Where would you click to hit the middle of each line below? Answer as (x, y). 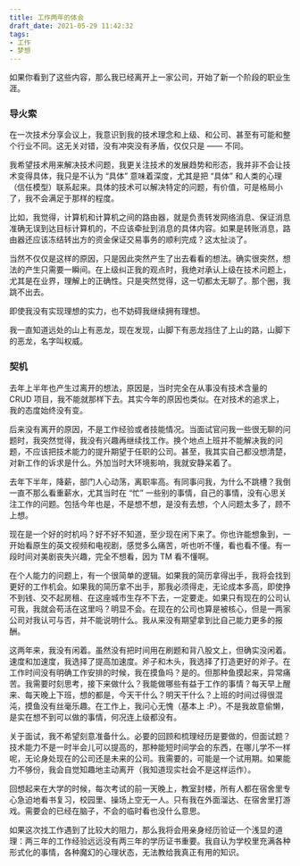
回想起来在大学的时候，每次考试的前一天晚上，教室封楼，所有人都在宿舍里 (146, 788)
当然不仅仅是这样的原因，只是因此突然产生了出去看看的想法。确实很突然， (146, 259)
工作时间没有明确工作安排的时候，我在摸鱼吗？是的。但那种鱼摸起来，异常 (146, 672)
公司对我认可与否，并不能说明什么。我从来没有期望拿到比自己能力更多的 (142, 620)
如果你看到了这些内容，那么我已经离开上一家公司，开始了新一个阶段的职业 (146, 78)
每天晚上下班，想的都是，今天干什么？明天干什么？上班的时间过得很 (150, 695)
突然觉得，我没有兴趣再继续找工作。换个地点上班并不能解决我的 (157, 440)
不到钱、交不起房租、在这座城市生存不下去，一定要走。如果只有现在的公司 (146, 597)
